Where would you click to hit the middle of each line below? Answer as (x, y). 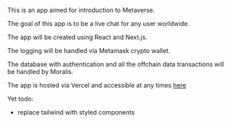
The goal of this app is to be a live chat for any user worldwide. (98, 23)
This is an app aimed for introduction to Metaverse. (81, 10)
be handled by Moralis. (40, 72)
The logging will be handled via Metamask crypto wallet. (89, 51)
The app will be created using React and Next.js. (77, 37)
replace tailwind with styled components (76, 112)
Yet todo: (20, 99)
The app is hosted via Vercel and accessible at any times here (97, 85)
